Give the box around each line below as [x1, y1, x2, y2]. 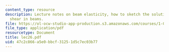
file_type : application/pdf [5, 26, 64, 31]
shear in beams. [10, 16, 44, 21]
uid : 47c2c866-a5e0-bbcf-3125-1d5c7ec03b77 [5, 40, 98, 45]
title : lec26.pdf [5, 35, 42, 40]
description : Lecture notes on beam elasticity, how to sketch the [5, 12, 150, 17]
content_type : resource [5, 7, 55, 12]
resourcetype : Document [5, 30, 55, 35]
